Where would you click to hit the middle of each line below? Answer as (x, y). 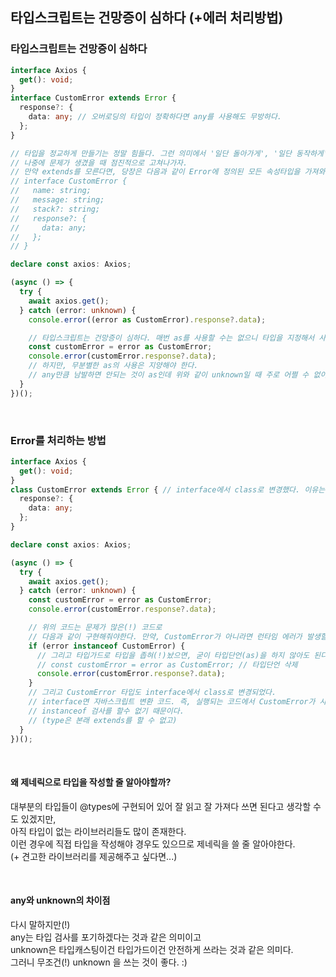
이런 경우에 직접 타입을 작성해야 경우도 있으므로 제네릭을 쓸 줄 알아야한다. (153, 844)
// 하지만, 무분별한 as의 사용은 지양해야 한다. (113, 366)
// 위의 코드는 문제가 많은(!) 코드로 (95, 628)
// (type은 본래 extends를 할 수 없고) (103, 720)
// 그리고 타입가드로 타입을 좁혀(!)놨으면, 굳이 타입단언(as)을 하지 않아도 (173, 655)
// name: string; (51, 191)
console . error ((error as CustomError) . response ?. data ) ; (147, 319)
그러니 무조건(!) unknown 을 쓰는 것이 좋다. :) (99, 962)
